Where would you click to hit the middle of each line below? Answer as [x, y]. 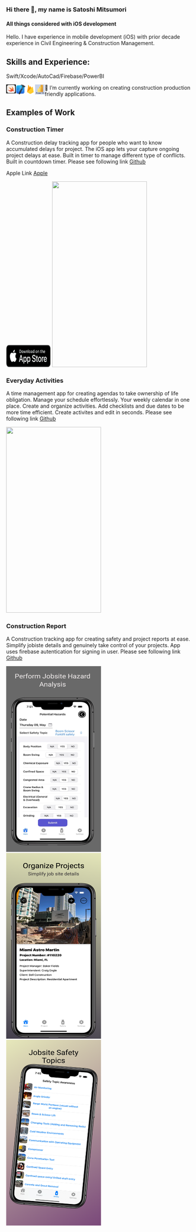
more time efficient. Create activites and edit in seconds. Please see [89, 412]
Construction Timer [35, 130]
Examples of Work [41, 113]
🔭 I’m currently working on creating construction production [118, 87]
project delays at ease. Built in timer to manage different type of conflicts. [96, 155]
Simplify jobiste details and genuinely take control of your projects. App [93, 645]
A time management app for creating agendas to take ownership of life [92, 393]
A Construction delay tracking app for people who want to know [84, 143]
